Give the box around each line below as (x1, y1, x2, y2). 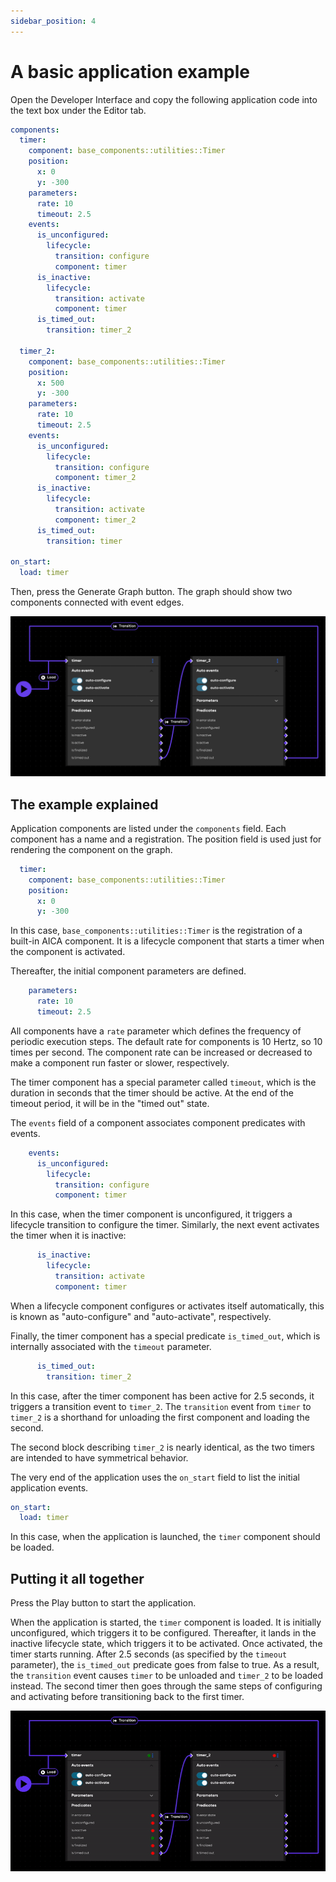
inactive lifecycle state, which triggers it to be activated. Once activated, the (10, 1638, 323, 1650)
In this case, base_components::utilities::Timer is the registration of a (10, 925, 303, 937)
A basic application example (10, 60, 250, 83)
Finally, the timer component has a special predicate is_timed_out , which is (10, 1330, 321, 1342)
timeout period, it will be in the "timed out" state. (10, 1097, 210, 1109)
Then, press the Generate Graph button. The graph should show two (10, 586, 293, 598)
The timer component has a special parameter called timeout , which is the (10, 1076, 317, 1088)
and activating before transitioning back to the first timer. (10, 1691, 245, 1703)
